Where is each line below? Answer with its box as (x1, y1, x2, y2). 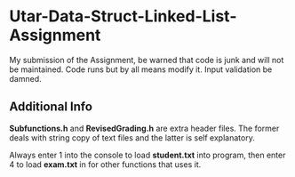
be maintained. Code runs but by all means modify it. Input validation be (9, 64, 273, 75)
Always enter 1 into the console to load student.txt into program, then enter (9, 149, 286, 160)
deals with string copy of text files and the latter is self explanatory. (9, 132, 255, 143)
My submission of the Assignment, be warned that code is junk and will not (9, 54, 284, 65)
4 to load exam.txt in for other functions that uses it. (9, 158, 202, 170)
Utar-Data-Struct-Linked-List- (9, 6, 237, 27)
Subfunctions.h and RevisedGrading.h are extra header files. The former (9, 123, 280, 133)
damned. (9, 73, 42, 84)
